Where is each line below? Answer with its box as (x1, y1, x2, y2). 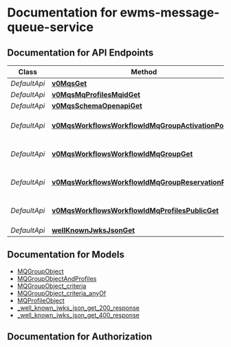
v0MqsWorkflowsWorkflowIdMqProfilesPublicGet (51, 206, 219, 215)
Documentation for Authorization (7, 331, 153, 343)
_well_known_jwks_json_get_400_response (16, 311, 140, 319)
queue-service (7, 19, 94, 35)
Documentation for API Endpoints (7, 47, 154, 58)
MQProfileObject (16, 296, 65, 304)
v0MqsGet (51, 79, 87, 88)
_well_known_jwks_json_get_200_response (16, 304, 140, 312)
